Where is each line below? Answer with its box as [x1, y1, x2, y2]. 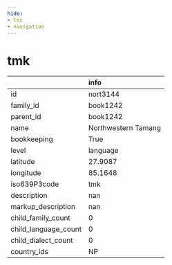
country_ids [10, 247, 48, 257]
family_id [10, 101, 39, 111]
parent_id [10, 112, 41, 122]
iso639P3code [10, 179, 59, 189]
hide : [7, 10, 23, 17]
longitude [10, 168, 41, 178]
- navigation [7, 23, 45, 30]
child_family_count [10, 213, 70, 223]
